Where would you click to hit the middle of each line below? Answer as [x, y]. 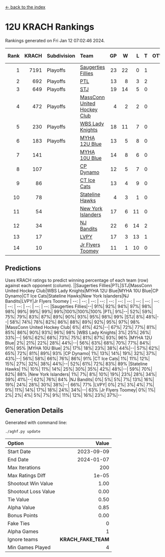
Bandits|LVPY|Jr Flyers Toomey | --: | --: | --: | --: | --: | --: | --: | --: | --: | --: [82, 301]
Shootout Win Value [30, 483]
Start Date [19, 451]
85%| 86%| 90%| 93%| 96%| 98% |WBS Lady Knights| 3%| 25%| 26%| [78, 332]
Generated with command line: [36, 422]
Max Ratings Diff [27, 475]
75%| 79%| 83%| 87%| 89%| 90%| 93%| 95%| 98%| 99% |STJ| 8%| [75, 317]
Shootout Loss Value [31, 491]
